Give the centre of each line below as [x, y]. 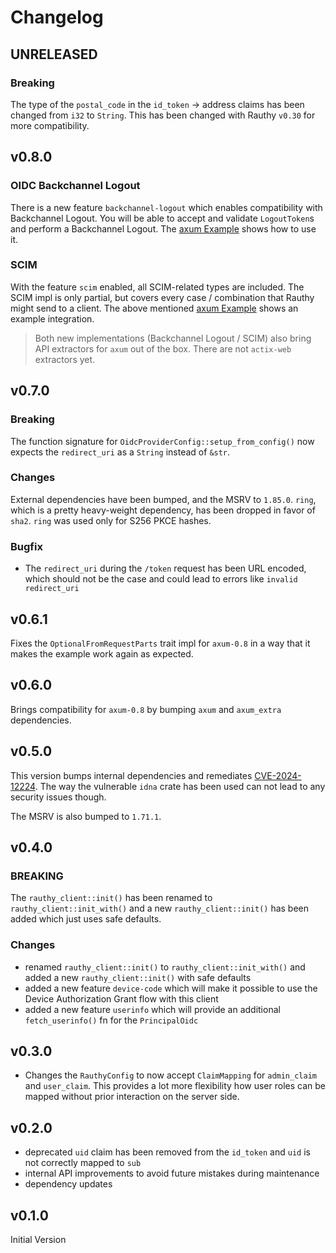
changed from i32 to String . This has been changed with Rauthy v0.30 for [163, 115]
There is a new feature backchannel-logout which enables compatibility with [166, 207]
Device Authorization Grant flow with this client [121, 998]
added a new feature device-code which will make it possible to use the [171, 988]
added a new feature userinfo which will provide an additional [152, 1009]
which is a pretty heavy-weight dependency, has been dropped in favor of [163, 510]
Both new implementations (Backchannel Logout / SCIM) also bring [173, 338]
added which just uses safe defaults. [86, 919]
